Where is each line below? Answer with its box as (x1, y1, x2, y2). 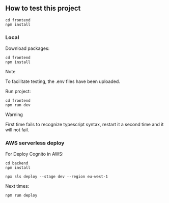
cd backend (5, 161, 29, 166)
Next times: (5, 183, 30, 189)
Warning (5, 111, 23, 118)
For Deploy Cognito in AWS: (5, 151, 64, 157)
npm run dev (5, 103, 31, 108)
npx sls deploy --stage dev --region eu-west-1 (5, 174, 108, 180)
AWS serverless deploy (5, 139, 65, 147)
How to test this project (5, 4, 81, 13)
